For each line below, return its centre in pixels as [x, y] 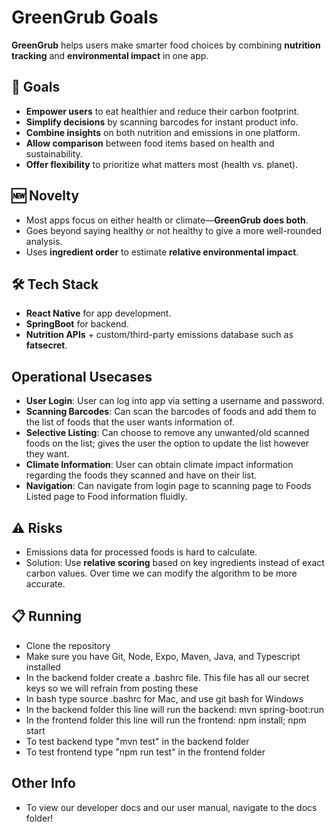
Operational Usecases [82, 376]
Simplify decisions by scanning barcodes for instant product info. [162, 122]
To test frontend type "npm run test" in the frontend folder [145, 752]
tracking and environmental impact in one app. [110, 55]
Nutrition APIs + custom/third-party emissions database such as [159, 335]
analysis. [44, 241]
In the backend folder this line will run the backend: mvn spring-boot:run [175, 709]
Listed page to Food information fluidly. [106, 497]
